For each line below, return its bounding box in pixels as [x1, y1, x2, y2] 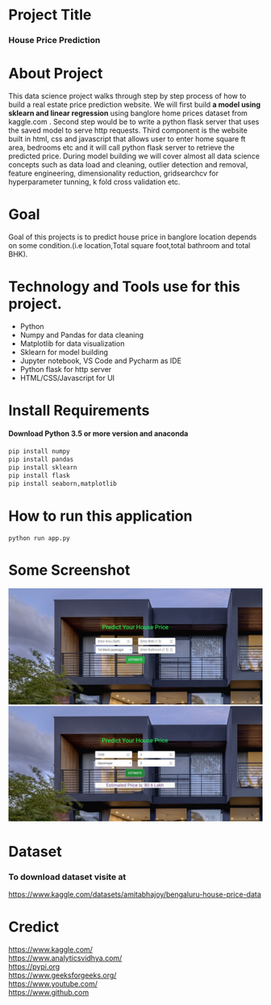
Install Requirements [8, 402, 150, 420]
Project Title [8, 6, 92, 24]
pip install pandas [8, 455, 74, 464]
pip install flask [8, 471, 70, 480]
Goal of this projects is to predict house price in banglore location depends [8, 232, 257, 242]
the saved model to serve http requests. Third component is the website [8, 125, 248, 135]
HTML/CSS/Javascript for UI [19, 373, 115, 382]
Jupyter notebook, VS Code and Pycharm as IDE [19, 356, 181, 365]
